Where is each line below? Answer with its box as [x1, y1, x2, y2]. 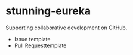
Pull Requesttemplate [14, 42, 67, 49]
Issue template [14, 35, 51, 42]
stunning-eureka [5, 4, 91, 18]
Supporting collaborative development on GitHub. [5, 24, 128, 31]
